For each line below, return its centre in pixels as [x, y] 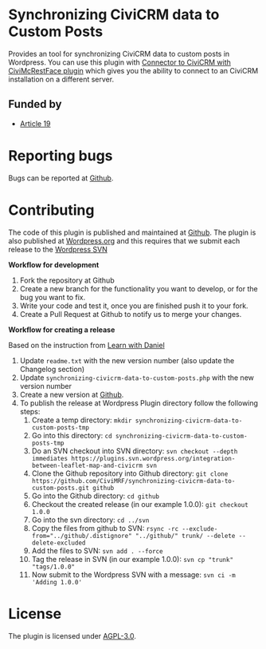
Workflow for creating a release [62, 330]
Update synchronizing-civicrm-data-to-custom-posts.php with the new [137, 378]
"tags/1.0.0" [53, 567]
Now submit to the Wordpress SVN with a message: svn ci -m [134, 574]
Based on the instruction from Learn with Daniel [86, 345]
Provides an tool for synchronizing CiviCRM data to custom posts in [119, 53]
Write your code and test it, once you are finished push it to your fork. [134, 306]
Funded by [35, 104]
